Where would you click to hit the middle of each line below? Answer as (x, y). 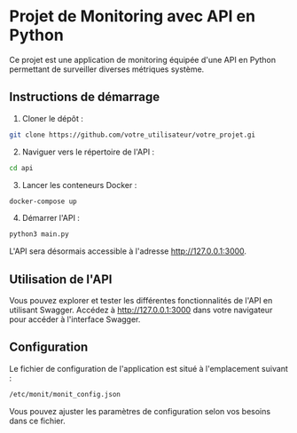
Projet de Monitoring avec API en (132, 16)
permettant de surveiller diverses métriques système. (107, 69)
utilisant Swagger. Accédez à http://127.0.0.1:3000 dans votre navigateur (141, 310)
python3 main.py (39, 234)
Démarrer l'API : (51, 218)
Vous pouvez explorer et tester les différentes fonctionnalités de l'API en (141, 301)
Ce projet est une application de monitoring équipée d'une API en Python (143, 59)
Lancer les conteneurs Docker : (79, 185)
